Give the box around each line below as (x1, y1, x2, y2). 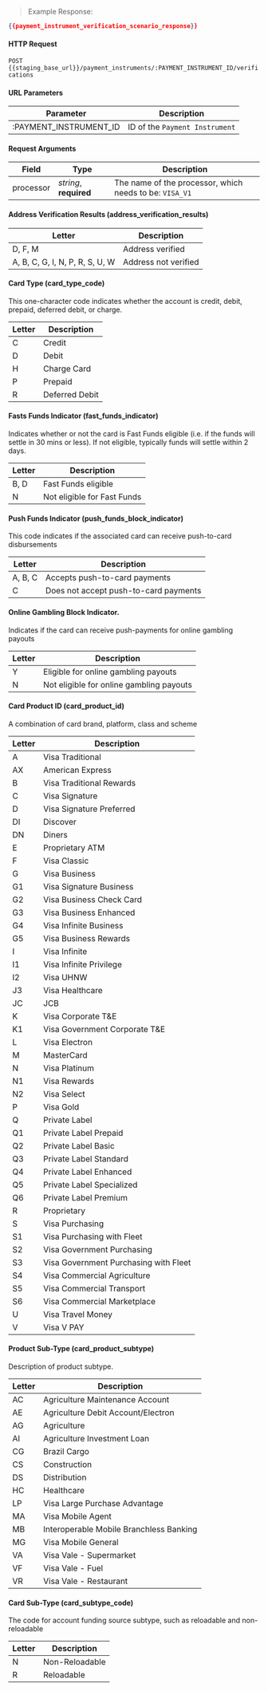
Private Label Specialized (43, 1179, 138, 1190)
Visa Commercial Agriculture (43, 1270, 151, 1281)
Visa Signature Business (43, 881, 134, 892)
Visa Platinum (43, 1062, 94, 1074)
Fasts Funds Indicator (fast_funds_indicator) (8, 411, 159, 421)
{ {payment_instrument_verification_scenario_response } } (8, 22, 198, 30)
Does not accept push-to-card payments (45, 585, 202, 597)
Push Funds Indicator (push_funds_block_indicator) (8, 514, 183, 523)
